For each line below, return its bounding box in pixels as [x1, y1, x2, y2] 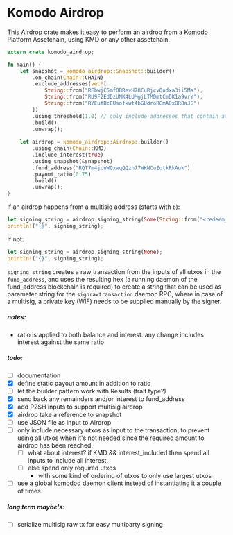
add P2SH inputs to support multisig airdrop [17, 402, 144, 411]
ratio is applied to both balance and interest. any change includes [17, 330, 205, 339]
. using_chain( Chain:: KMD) [32, 145, 107, 152]
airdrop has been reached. [17, 441, 94, 450]
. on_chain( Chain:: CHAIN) [32, 74, 104, 81]
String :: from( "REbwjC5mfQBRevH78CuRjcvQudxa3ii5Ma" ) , [44, 87, 203, 94]
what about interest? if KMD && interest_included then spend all [27, 449, 210, 457]
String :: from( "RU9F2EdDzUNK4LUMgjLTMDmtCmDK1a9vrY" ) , [44, 94, 203, 101]
